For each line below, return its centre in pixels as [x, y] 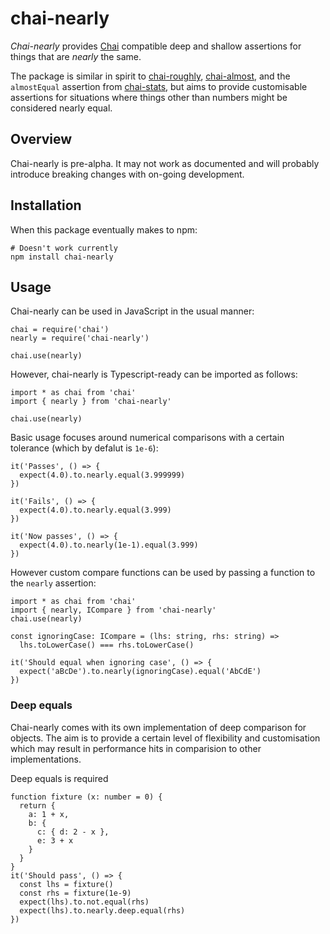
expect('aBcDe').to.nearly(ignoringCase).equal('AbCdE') [140, 672]
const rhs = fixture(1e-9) [75, 893]
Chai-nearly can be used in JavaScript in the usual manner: [132, 311]
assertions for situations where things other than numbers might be [149, 97]
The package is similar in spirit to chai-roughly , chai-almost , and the [150, 76]
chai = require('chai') [60, 330]
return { [37, 805]
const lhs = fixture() [66, 884]
